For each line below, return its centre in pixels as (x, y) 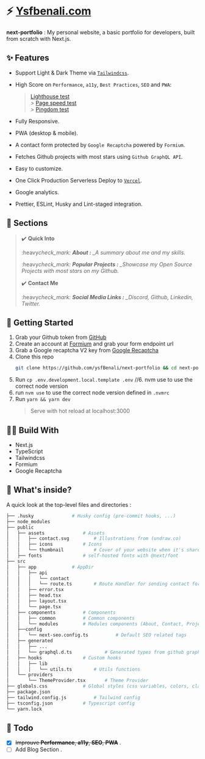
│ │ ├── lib (27, 663)
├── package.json (28, 692)
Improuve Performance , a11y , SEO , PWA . (68, 743)
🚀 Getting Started (40, 323)
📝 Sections (27, 223)
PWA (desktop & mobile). (46, 133)
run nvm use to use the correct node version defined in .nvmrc (92, 393)
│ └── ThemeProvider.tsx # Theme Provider (77, 681)
